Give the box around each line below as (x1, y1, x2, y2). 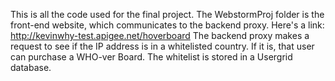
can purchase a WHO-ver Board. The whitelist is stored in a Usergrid (10, 51, 293, 63)
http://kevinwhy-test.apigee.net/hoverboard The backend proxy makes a (10, 30, 310, 41)
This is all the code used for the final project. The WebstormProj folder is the (10, 9, 325, 20)
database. (10, 62, 52, 73)
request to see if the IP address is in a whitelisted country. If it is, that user (10, 40, 315, 52)
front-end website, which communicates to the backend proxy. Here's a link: (10, 19, 325, 31)
